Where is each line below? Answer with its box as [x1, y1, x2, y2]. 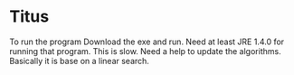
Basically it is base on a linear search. [9, 55, 149, 66]
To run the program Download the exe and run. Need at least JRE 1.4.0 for [9, 36, 285, 47]
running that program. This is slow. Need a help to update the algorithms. [9, 45, 282, 56]
